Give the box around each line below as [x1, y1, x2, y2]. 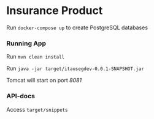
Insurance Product [6, 4, 103, 18]
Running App [6, 39, 46, 48]
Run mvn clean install [6, 53, 65, 60]
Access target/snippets [6, 106, 68, 113]
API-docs [6, 92, 36, 101]
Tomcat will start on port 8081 [6, 77, 82, 84]
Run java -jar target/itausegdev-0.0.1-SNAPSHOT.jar [6, 65, 144, 72]
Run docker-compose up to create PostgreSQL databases [6, 24, 148, 31]
